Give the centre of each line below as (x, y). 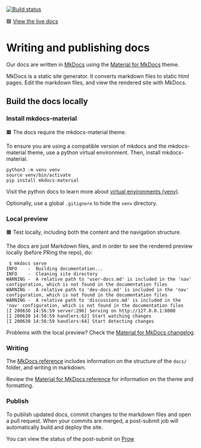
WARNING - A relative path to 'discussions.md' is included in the (94, 300)
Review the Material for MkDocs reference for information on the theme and (100, 379)
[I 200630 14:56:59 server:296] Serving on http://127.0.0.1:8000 (91, 311)
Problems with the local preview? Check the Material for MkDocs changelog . (101, 332)
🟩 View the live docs (32, 21)
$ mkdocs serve (28, 263)
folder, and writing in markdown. (46, 367)
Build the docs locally (47, 101)
